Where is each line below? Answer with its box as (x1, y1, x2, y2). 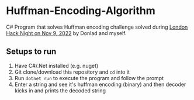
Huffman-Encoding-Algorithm (6, 4, 156, 18)
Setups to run (6, 47, 57, 57)
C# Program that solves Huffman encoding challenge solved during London (6, 23, 188, 30)
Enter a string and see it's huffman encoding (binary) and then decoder (14, 81, 186, 88)
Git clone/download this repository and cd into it (14, 68, 130, 75)
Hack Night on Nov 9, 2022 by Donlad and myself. (6, 29, 127, 36)
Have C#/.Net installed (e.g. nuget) (14, 62, 99, 69)
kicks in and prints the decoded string (14, 87, 106, 94)
